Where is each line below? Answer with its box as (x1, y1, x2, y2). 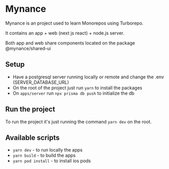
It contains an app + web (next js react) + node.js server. (5, 30, 125, 36)
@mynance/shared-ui (5, 45, 51, 51)
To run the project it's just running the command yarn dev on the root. (5, 118, 152, 124)
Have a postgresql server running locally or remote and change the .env (12, 74, 164, 80)
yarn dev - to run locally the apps (12, 147, 83, 153)
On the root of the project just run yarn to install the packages (12, 84, 142, 91)
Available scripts (5, 133, 60, 142)
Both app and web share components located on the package (5, 39, 135, 46)
